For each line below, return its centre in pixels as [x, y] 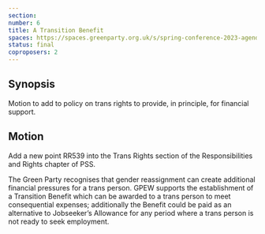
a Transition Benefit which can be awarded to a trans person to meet [119, 196]
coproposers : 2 [33, 52]
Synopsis [32, 84]
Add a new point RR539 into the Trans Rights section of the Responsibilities [131, 156]
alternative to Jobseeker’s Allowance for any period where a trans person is [131, 213]
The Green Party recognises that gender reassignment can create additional [132, 179]
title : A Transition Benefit [56, 30]
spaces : [21, 38]
